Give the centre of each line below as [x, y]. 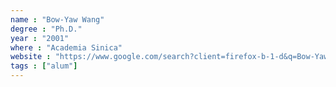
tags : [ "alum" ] [44, 66]
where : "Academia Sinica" [66, 47]
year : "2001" [40, 38]
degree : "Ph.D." [46, 29]
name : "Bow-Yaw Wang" [57, 19]
